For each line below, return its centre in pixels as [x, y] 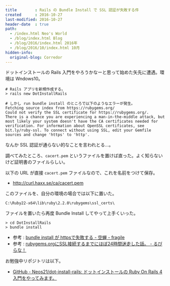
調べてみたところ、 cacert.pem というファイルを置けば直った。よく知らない [84, 156]
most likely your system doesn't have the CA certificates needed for [82, 122]
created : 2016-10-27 [34, 15]
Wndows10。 [29, 79]
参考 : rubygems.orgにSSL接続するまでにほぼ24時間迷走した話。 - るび [88, 244]
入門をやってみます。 [35, 278]
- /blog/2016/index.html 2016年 [44, 43]
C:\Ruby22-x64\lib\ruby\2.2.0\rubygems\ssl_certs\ [60, 203]
